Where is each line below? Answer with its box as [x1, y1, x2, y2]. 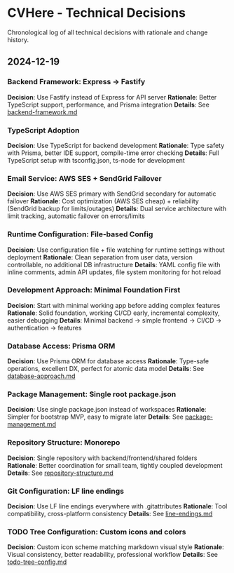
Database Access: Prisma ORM [7, 341, 116, 351]
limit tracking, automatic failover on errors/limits [7, 212, 145, 220]
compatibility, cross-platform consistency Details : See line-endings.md [7, 510, 213, 518]
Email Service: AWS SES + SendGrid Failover [7, 173, 163, 183]
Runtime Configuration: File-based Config [7, 229, 153, 239]
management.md [7, 420, 57, 429]
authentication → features [7, 323, 82, 332]
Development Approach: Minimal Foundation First [7, 285, 181, 295]
